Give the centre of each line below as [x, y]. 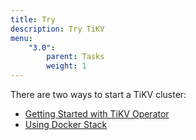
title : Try [33, 19]
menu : [21, 38]
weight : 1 [66, 66]
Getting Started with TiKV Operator [97, 114]
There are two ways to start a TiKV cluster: [98, 94]
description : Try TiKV [57, 29]
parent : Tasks [75, 57]
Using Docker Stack [66, 124]
